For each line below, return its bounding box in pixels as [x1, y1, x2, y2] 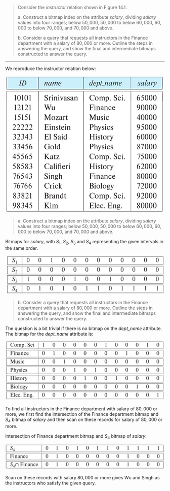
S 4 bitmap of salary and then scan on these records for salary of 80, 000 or [5, 416, 163, 423]
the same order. [5, 245, 38, 251]
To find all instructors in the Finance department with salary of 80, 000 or [5, 406, 158, 412]
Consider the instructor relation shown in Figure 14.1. [17, 5, 127, 10]
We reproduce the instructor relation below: [5, 66, 96, 72]
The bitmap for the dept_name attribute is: [5, 331, 94, 337]
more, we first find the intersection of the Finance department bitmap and [5, 411, 158, 417]
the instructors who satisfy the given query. [5, 480, 96, 486]
